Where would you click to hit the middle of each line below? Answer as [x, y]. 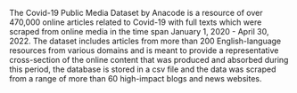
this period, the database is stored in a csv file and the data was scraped [143, 69]
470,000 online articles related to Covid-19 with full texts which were [136, 22]
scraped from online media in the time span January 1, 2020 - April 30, [139, 31]
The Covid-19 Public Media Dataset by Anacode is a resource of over [136, 13]
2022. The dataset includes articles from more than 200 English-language [145, 41]
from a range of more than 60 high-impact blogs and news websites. [136, 78]
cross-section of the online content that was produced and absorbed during [149, 60]
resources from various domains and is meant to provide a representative [144, 50]
